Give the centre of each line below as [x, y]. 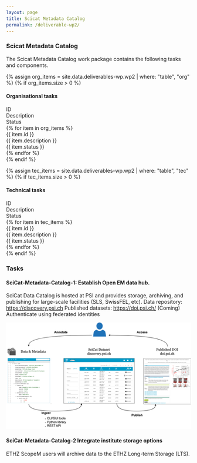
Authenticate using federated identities [53, 314]
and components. [27, 65]
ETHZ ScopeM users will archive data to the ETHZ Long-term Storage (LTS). [98, 454]
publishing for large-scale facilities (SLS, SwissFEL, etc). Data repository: [94, 302]
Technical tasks [26, 190]
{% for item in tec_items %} [39, 222]
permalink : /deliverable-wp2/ [43, 25]
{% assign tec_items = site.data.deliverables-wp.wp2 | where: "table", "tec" [97, 170]
